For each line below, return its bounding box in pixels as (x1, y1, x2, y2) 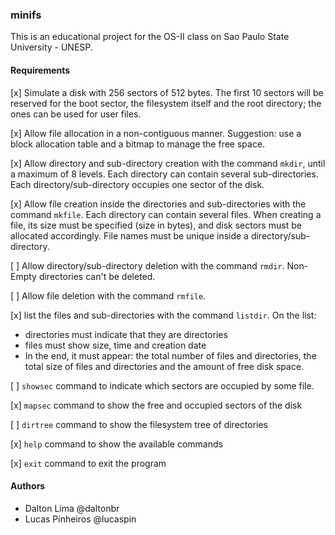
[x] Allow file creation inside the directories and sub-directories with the (10, 198, 307, 210)
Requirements (10, 64, 71, 76)
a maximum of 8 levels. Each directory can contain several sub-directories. (10, 168, 319, 180)
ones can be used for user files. (10, 108, 142, 120)
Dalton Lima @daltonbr (24, 502, 120, 514)
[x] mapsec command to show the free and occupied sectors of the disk (10, 399, 303, 411)
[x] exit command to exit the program (10, 457, 167, 469)
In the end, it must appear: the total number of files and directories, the (24, 349, 317, 362)
